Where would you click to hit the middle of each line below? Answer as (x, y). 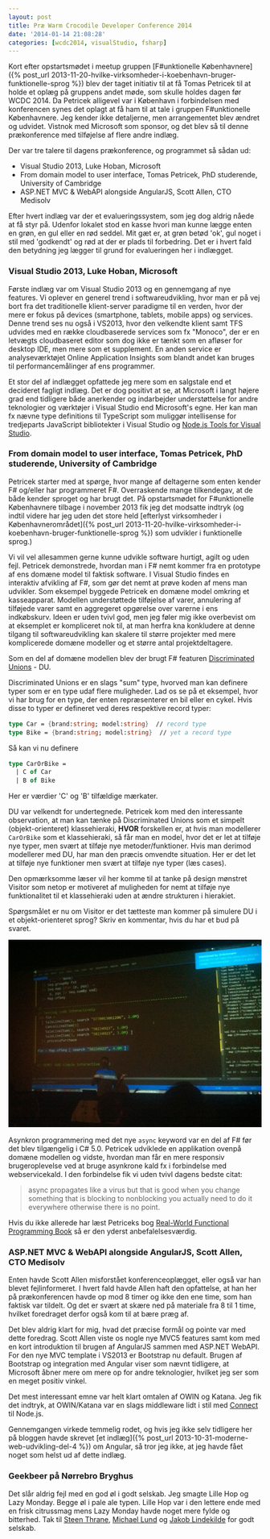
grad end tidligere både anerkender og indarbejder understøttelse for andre (133, 398)
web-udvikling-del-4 (43, 1446)
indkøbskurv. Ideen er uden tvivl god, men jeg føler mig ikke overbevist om (132, 617)
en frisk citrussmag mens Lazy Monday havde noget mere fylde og (119, 1511)
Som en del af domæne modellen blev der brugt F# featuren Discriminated (131, 658)
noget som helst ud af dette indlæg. (67, 1455)
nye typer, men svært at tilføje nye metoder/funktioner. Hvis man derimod (130, 846)
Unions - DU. (30, 667)
